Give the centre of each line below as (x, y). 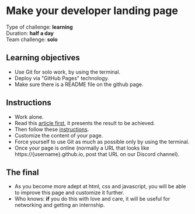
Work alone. (29, 117)
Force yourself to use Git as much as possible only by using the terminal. (102, 141)
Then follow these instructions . (52, 129)
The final (22, 172)
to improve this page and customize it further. (69, 193)
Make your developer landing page (92, 11)
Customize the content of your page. (59, 135)
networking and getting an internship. (60, 205)
